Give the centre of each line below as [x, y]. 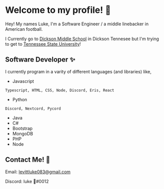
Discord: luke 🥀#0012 [27, 181]
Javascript [23, 81]
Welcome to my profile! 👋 [58, 10]
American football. [24, 29]
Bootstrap [22, 128]
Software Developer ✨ [40, 60]
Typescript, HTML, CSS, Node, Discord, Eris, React [60, 90]
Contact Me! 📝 [28, 160]
